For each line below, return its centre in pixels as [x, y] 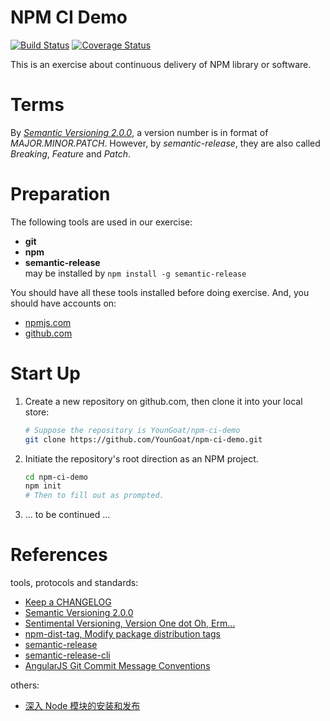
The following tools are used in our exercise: [101, 222]
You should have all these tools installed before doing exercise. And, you [160, 292]
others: [25, 685]
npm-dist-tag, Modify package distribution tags [122, 634]
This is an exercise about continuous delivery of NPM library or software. [161, 64]
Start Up [45, 373]
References [59, 555]
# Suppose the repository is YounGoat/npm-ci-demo [132, 430]
